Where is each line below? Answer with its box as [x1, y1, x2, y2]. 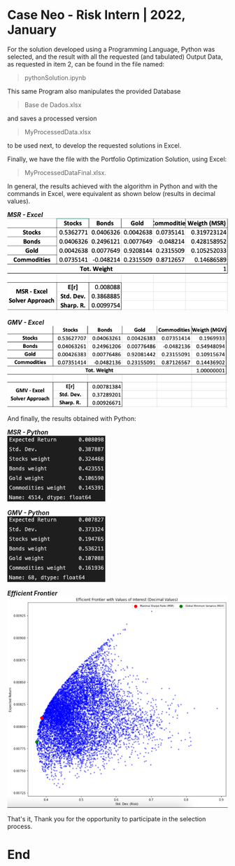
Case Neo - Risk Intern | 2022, [7, 7, 185, 23]
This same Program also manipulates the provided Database [7, 87, 181, 95]
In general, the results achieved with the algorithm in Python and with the [7, 182, 218, 190]
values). [7, 197, 31, 205]
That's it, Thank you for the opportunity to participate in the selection [7, 814, 206, 823]
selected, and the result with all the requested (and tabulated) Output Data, [7, 53, 223, 61]
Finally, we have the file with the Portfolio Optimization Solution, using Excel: [7, 155, 227, 163]
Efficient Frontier [7, 589, 58, 598]
